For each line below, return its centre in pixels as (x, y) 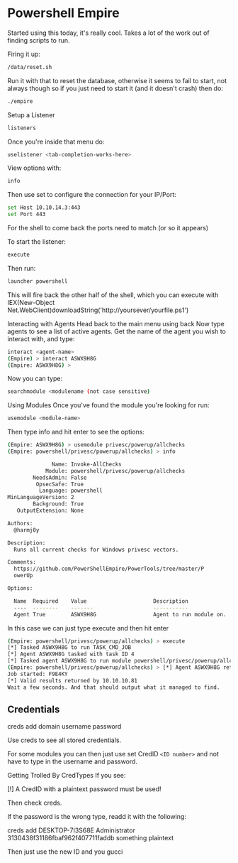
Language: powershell (70, 491)
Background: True (58, 504)
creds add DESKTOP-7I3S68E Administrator (72, 830)
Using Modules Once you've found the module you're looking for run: (109, 405)
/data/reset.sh (30, 67)
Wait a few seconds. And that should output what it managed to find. (114, 687)
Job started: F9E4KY (38, 674)
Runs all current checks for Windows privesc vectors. (96, 550)
